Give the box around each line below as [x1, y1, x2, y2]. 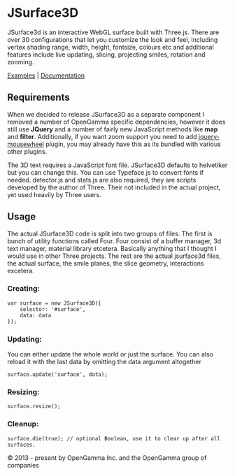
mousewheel [7, 140, 44, 148]
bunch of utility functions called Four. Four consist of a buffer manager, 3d [7, 236, 222, 245]
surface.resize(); [7, 403, 61, 410]
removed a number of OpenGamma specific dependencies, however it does [7, 117, 226, 126]
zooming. [7, 57, 34, 66]
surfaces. [7, 441, 36, 448]
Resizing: [7, 387, 40, 397]
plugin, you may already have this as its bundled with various [45, 140, 222, 148]
